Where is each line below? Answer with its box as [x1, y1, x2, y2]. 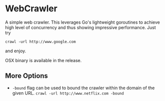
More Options [5, 72, 48, 80]
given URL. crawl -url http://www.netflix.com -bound [12, 90, 124, 96]
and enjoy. [5, 48, 26, 54]
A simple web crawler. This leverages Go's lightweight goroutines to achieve [5, 19, 160, 25]
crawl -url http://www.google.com [5, 39, 76, 44]
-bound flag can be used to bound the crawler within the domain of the [12, 85, 155, 91]
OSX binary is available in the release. [5, 57, 82, 63]
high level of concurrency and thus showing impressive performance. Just [5, 24, 156, 30]
